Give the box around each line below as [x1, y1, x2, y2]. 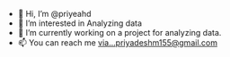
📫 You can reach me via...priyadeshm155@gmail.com [17, 37, 218, 48]
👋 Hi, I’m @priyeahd [17, 9, 92, 19]
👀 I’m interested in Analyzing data [17, 18, 142, 28]
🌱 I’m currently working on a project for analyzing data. [17, 28, 222, 37]
